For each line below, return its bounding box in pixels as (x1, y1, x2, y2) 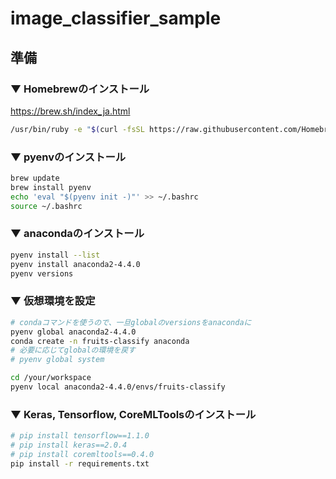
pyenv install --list (10, 250, 101, 260)
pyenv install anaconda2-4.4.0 (10, 259, 141, 269)
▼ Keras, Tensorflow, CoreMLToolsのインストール (10, 407, 257, 421)
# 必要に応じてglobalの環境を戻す (10, 345, 136, 356)
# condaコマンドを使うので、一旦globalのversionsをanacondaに (10, 317, 252, 327)
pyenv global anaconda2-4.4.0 (10, 327, 137, 337)
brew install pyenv (10, 182, 92, 192)
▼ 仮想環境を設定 (10, 294, 96, 308)
